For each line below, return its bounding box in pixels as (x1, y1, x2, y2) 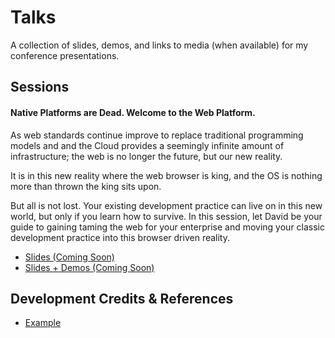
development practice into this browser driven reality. (10, 231, 230, 243)
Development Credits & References (10, 290, 234, 307)
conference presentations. (10, 49, 120, 61)
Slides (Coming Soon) (24, 251, 115, 263)
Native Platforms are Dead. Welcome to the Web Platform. (10, 106, 256, 118)
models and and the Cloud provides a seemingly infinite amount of (10, 139, 285, 151)
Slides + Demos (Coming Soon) (24, 261, 155, 273)
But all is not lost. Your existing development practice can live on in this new (10, 199, 323, 211)
